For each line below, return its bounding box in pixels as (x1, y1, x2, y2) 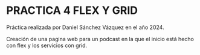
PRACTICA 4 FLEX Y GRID (6, 4, 138, 18)
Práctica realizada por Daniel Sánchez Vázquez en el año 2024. (6, 24, 164, 31)
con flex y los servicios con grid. (6, 42, 88, 49)
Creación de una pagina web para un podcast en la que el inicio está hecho (6, 35, 195, 42)
